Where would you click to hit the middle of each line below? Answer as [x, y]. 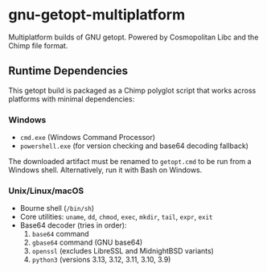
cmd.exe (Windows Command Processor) [87, 138]
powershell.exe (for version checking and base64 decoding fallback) [134, 146]
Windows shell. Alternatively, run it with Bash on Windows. [105, 170]
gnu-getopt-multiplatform [97, 15]
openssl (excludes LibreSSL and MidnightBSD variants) [123, 251]
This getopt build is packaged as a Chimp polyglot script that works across [132, 90]
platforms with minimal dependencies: [72, 99]
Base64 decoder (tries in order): [73, 225]
